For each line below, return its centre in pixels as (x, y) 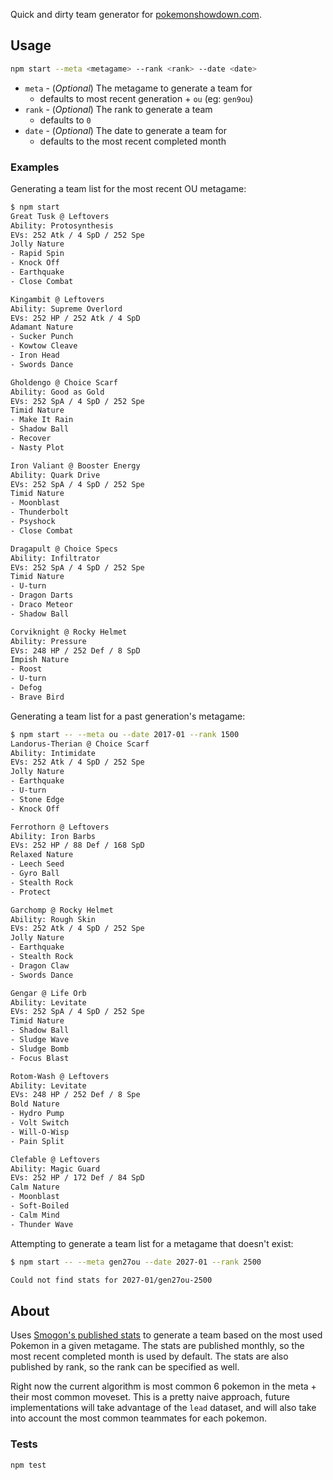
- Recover (31, 439)
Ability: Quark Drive (55, 475)
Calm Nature (35, 1187)
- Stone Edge (37, 799)
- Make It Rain (42, 420)
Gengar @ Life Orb (48, 993)
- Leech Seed (37, 864)
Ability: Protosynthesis (62, 225)
